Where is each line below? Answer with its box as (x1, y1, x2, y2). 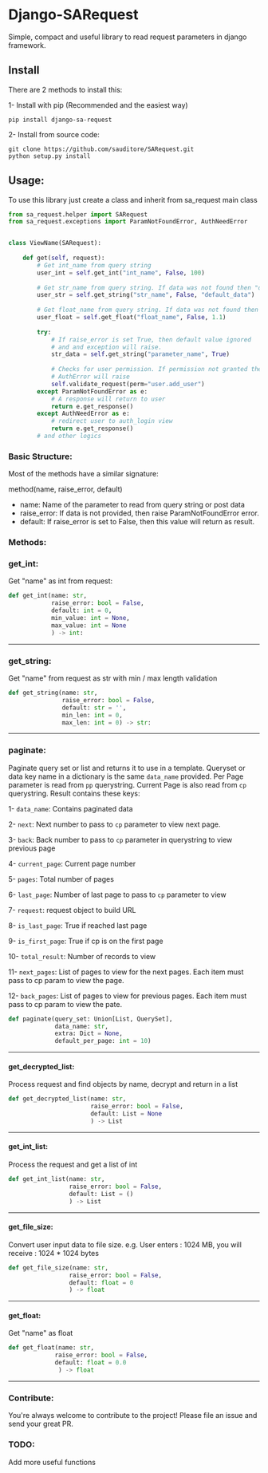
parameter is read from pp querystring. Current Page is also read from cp (8, 780, 247, 789)
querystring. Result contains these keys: (8, 788, 140, 798)
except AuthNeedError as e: (37, 409, 130, 418)
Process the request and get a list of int (8, 1159, 138, 1170)
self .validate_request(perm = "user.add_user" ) (50, 380, 205, 388)
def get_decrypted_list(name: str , (8, 1095, 127, 1103)
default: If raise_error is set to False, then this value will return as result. (19, 517, 255, 527)
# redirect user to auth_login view (50, 417, 173, 425)
